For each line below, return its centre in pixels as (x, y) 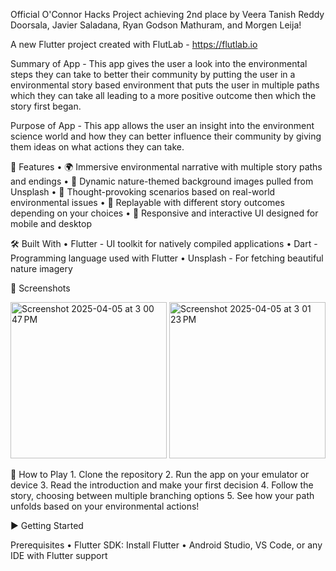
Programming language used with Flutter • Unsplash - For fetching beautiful (167, 258)
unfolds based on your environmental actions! (105, 506)
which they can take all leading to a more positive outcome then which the (163, 95)
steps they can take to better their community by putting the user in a (153, 74)
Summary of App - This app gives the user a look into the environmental (159, 63)
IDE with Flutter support (59, 555)
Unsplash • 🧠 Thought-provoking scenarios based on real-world (143, 192)
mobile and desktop (51, 223)
